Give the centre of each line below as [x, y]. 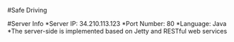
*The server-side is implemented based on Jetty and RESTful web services [117, 31]
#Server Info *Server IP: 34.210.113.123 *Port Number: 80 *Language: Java [117, 23]
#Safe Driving [27, 10]
